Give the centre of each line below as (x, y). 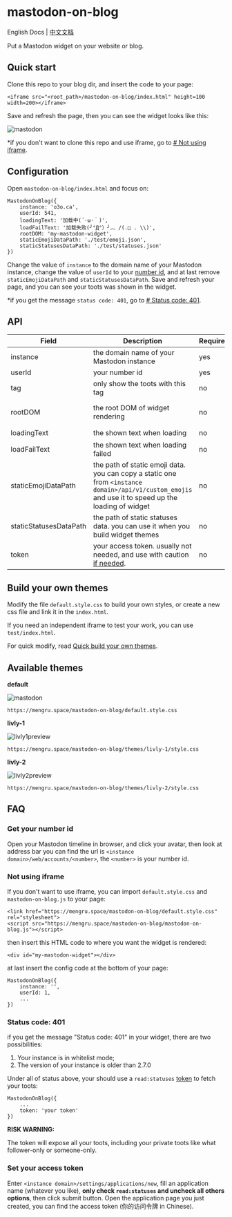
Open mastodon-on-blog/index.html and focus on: (78, 188)
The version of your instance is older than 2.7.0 (84, 1065)
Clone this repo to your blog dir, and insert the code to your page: (100, 84)
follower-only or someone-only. (52, 1150)
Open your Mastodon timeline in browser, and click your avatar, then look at (115, 844)
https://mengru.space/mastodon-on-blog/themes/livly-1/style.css (103, 749)
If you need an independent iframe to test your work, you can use (100, 625)
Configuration (38, 172)
